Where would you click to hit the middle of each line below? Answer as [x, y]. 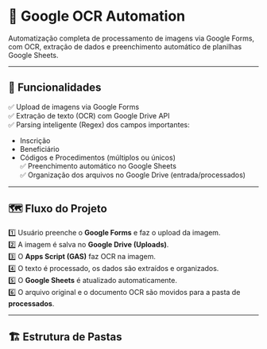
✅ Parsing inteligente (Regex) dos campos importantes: [99, 124]
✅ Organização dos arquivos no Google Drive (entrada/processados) [133, 175]
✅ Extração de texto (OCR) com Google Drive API [89, 115]
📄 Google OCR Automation [97, 16]
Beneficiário [39, 149]
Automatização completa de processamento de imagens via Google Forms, [132, 38]
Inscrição [35, 140]
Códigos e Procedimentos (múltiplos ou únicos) [98, 157]
